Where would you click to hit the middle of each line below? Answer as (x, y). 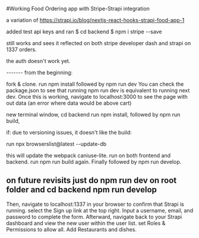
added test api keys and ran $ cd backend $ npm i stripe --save (84, 32)
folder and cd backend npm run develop (82, 190)
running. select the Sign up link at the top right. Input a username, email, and (100, 210)
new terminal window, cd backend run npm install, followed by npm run (93, 115)
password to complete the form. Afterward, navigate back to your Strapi (94, 217)
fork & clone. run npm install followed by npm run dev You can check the (95, 84)
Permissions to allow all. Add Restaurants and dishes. (71, 229)
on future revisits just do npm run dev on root (91, 181)
